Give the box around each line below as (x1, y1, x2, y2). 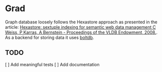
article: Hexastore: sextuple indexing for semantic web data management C (5, 24, 156, 30)
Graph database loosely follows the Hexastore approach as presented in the (5, 19, 158, 25)
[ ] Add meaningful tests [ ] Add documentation (5, 61, 100, 67)
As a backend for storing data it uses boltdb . (5, 35, 94, 40)
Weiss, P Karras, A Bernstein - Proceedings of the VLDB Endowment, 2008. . (5, 29, 158, 35)
